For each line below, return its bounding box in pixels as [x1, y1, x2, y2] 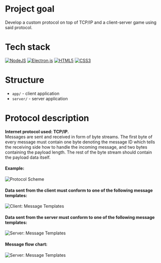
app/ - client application [12, 91, 60, 96]
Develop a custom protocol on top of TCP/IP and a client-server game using [5, 19, 157, 25]
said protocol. [5, 24, 32, 30]
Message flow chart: [5, 241, 48, 247]
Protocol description [5, 113, 89, 124]
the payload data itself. [5, 154, 51, 160]
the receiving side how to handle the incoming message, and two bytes [5, 144, 147, 150]
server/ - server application [12, 95, 68, 101]
